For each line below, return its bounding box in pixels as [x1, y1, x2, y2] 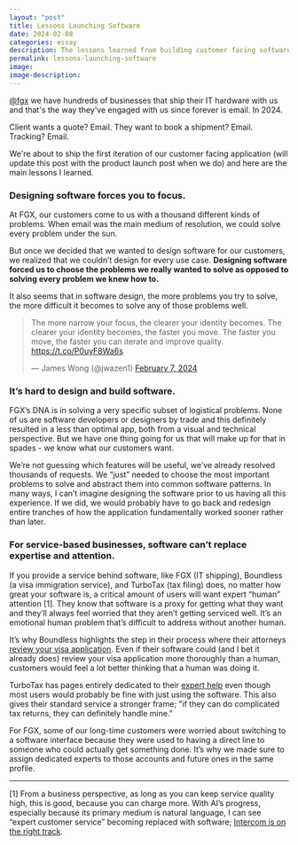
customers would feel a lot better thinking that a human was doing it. [9, 662, 260, 673]
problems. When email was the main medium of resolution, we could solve [9, 219, 281, 230]
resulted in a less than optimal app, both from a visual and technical [9, 424, 256, 434]
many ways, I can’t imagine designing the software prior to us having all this [9, 489, 286, 499]
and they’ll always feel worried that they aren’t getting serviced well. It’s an [9, 607, 282, 618]
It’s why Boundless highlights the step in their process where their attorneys [9, 634, 286, 645]
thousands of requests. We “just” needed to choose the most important [9, 469, 271, 480]
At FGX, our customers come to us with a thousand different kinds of [9, 209, 260, 220]
